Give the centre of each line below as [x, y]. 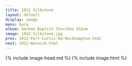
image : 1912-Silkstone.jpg [34, 34]
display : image [21, 19]
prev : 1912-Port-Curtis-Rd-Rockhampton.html [53, 39]
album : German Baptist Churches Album [47, 29]
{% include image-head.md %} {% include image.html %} [66, 58]
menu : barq [17, 24]
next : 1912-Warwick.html [32, 43]
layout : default [23, 15]
